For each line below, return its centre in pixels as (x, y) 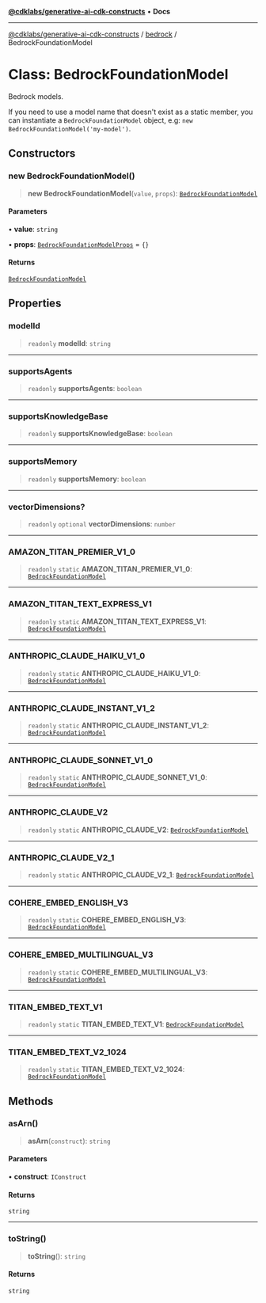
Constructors (42, 154)
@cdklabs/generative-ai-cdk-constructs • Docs (89, 11)
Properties (35, 304)
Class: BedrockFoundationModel (118, 75)
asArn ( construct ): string (69, 1141)
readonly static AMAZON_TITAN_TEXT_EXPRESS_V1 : (117, 621)
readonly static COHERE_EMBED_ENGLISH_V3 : (107, 920)
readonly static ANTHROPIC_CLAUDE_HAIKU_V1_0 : (114, 673)
